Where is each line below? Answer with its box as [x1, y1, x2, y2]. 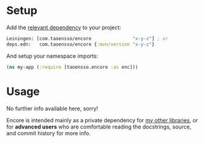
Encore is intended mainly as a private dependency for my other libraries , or [6, 116, 198, 124]
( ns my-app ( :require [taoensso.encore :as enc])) [6, 64, 138, 70]
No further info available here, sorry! [6, 105, 99, 112]
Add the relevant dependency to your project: [6, 24, 121, 31]
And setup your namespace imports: [6, 52, 99, 60]
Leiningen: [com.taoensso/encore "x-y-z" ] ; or [6, 35, 168, 41]
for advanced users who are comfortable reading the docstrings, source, [6, 123, 192, 130]
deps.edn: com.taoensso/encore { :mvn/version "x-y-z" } [6, 41, 155, 47]
